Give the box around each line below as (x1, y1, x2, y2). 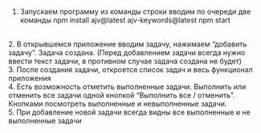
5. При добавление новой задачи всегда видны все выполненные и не (8, 107, 251, 117)
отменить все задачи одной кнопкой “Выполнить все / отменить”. (8, 91, 235, 99)
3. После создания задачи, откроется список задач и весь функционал (8, 65, 253, 75)
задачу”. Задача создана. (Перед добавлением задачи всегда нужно (8, 48, 246, 57)
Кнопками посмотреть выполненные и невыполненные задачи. (8, 99, 227, 108)
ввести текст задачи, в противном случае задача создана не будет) (8, 56, 243, 66)
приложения (8, 74, 51, 83)
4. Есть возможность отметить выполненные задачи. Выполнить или (8, 82, 247, 91)
